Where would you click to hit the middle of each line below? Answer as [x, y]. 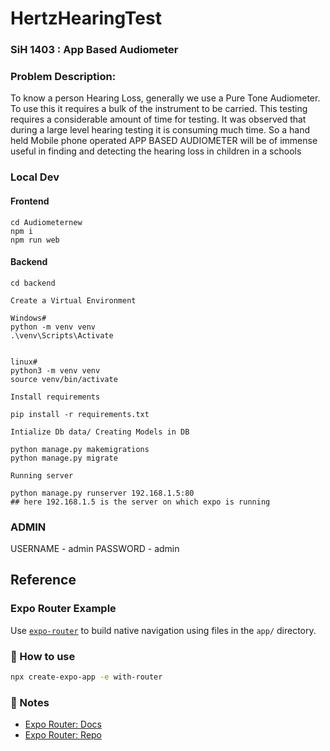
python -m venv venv [53, 327]
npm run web [35, 240]
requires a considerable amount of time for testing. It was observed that [158, 119]
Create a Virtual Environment [73, 300]
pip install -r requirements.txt [80, 414]
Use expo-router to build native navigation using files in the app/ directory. [163, 630]
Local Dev [35, 177]
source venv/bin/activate [64, 379]
